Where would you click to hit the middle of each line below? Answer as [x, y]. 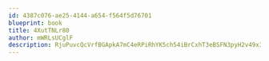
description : [30, 45]
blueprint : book [35, 23]
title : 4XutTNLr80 [39, 30]
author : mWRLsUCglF [41, 38]
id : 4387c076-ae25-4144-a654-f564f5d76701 [80, 15]
